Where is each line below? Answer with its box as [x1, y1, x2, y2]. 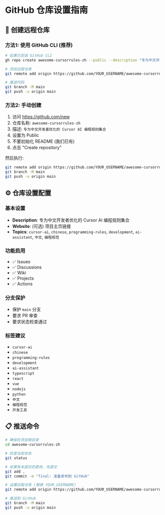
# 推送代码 [5, 80, 25, 85]
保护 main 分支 [12, 306, 41, 313]
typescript [12, 371, 35, 376]
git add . [5, 469, 26, 474]
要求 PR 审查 [12, 313, 38, 319]
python [12, 392, 26, 397]
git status [5, 455, 27, 460]
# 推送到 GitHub [5, 496, 36, 501]
